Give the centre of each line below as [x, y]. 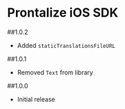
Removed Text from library [55, 72]
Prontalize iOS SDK [63, 13]
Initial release [36, 99]
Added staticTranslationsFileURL [66, 45]
